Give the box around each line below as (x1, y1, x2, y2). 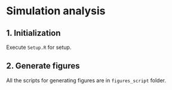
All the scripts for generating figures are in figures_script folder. (6, 76, 166, 84)
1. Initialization (6, 28, 61, 38)
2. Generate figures (6, 61, 80, 71)
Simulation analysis (6, 4, 106, 18)
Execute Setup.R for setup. (6, 44, 72, 51)
